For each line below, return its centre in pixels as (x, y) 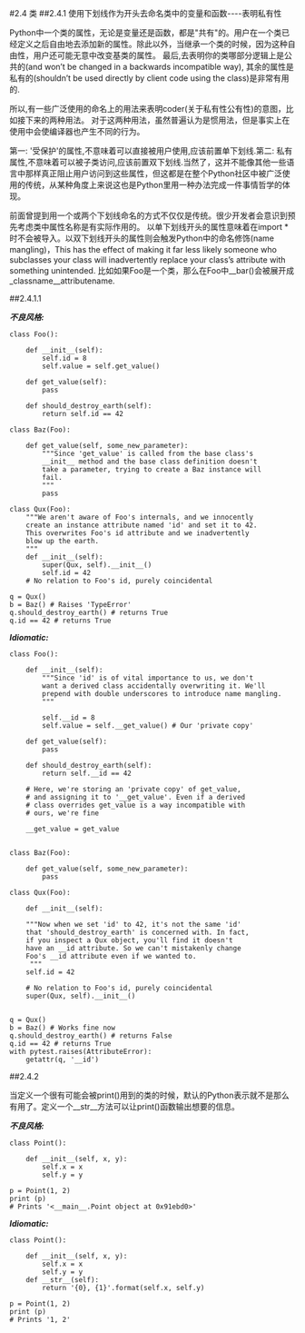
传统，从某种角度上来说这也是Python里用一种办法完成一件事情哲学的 (154, 185)
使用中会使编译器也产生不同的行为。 (77, 131)
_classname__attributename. (62, 281)
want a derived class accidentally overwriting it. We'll (154, 686)
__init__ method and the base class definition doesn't (150, 462)
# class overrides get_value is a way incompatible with (136, 805)
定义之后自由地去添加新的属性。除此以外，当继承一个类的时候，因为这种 (152, 44)
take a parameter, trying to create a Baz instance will (152, 470)
